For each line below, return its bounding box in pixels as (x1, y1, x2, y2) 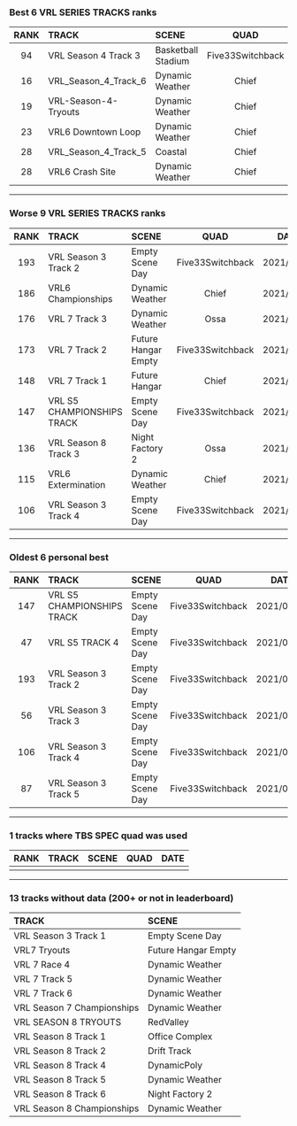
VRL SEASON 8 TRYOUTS (13, 1016, 122, 1029)
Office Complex (147, 1030, 213, 1043)
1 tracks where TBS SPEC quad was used (9, 829, 188, 842)
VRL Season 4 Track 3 (48, 50, 141, 62)
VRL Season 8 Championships (13, 1102, 140, 1114)
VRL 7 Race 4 (13, 959, 71, 971)
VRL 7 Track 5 (13, 973, 73, 985)
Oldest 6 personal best (9, 551, 109, 563)
